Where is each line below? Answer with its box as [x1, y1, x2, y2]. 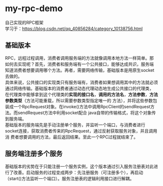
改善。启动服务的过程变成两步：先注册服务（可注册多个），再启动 [13, 169, 143, 175]
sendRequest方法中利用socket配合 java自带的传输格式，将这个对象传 [17, 110, 156, 116]
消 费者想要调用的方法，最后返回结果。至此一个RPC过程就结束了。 [5, 134, 138, 140]
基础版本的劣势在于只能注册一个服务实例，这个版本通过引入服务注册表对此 [5, 163, 154, 169]
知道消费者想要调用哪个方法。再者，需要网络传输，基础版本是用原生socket [5, 67, 154, 73]
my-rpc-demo [5, 3, 63, 14]
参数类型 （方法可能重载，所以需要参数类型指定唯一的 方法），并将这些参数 [5, 98, 153, 103]
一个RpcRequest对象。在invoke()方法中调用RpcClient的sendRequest [13, 103, 150, 109]
